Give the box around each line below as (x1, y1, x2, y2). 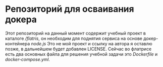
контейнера (5, 40, 30, 46)
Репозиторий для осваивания (5, 3, 134, 15)
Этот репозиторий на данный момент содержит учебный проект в (5, 30, 146, 36)
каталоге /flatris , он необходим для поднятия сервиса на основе (5, 35, 143, 41)
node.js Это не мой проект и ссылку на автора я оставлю (31, 40, 153, 46)
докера (5, 14, 37, 25)
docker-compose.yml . (5, 56, 51, 62)
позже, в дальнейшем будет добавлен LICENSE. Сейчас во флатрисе (5, 46, 152, 52)
